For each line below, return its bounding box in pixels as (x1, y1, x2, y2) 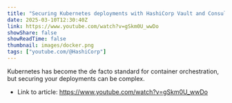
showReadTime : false (7, 36, 67, 43)
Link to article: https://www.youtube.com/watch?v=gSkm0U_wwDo (17, 87, 209, 96)
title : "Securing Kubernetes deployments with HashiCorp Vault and (7, 10, 206, 17)
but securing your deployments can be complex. (7, 74, 145, 82)
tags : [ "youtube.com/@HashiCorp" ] (7, 49, 107, 56)
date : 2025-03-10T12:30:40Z (7, 16, 88, 23)
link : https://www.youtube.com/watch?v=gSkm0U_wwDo (7, 23, 159, 30)
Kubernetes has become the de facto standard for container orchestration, (7, 67, 220, 76)
